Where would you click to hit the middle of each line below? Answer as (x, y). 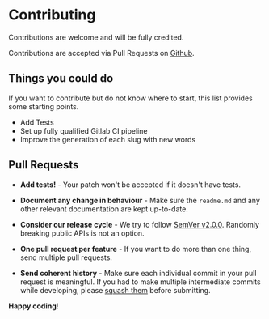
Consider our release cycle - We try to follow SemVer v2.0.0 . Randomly (140, 224)
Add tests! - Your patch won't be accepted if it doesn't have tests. (130, 185)
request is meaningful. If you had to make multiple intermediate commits (140, 282)
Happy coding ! (34, 306)
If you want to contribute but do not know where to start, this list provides (130, 98)
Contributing (52, 15)
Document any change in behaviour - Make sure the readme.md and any (140, 200)
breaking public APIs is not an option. (82, 233)
